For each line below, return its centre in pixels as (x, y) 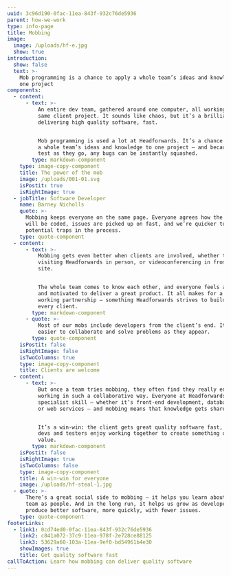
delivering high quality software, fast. (98, 122)
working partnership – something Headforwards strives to (122, 300)
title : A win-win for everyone (64, 478)
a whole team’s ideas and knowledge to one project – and (122, 147)
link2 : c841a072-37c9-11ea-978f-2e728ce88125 (86, 536)
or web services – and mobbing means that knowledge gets (122, 409)
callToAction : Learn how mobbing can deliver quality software (100, 562)
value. (47, 440)
